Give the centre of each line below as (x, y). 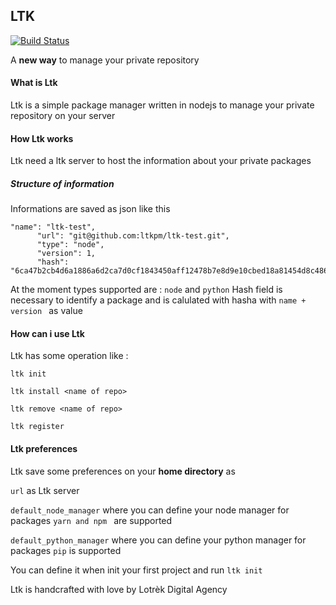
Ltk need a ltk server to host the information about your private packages (161, 161)
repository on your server (63, 116)
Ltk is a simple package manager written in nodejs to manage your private (162, 105)
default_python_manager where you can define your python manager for (158, 540)
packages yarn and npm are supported (91, 520)
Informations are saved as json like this (90, 209)
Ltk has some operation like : (69, 356)
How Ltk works (42, 138)
